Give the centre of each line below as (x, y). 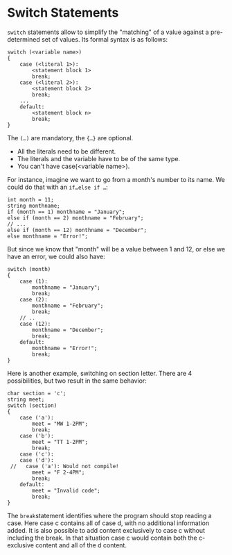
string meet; (26, 399)
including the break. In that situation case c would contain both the (102, 538)
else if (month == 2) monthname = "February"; (75, 218)
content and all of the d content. (81, 545)
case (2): (34, 299)
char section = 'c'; (37, 393)
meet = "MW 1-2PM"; (60, 424)
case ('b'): (37, 436)
